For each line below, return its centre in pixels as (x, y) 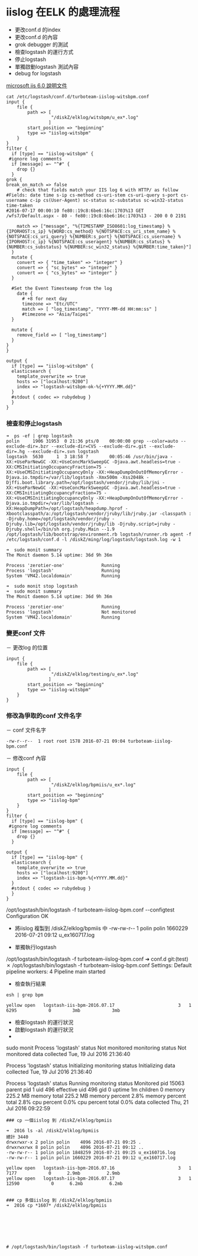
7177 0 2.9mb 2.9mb (63, 1173)
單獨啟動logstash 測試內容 (46, 66)
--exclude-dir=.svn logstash (63, 452)
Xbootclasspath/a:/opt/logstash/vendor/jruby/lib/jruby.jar (82, 514)
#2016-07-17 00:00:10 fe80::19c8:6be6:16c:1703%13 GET (75, 211)
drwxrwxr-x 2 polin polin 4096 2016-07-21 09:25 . (74, 1142)
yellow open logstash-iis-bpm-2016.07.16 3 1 (99, 1168)
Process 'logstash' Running (63, 571)
